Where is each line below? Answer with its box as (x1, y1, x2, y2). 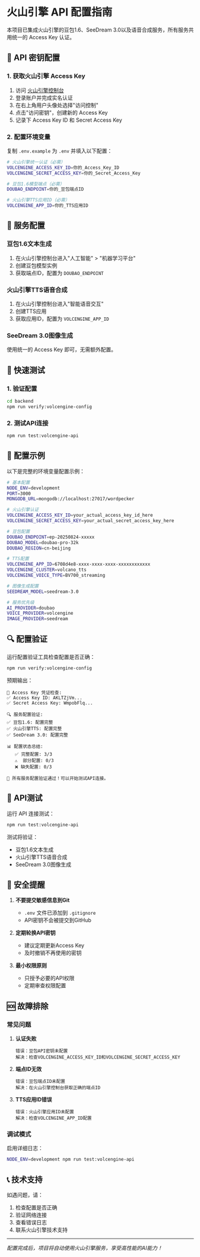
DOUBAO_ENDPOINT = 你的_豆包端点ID (7, 187, 84, 192)
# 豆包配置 (7, 528, 30, 535)
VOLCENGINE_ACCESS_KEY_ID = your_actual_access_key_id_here (7, 512, 153, 519)
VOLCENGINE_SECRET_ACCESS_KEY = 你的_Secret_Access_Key (7, 170, 141, 176)
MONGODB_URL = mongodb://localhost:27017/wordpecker (7, 496, 135, 502)
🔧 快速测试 (7, 365, 45, 375)
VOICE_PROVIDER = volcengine (7, 610, 74, 617)
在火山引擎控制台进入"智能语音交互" (15, 301, 104, 308)
